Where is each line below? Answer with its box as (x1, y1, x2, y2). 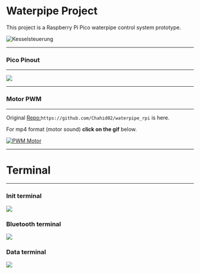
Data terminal (6, 248, 46, 256)
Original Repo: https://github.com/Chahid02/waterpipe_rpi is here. (6, 114, 170, 121)
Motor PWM (6, 95, 42, 103)
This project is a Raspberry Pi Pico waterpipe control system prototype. (6, 24, 182, 31)
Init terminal (6, 192, 42, 200)
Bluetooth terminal (6, 220, 61, 228)
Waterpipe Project (6, 4, 98, 18)
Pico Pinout (6, 55, 40, 64)
